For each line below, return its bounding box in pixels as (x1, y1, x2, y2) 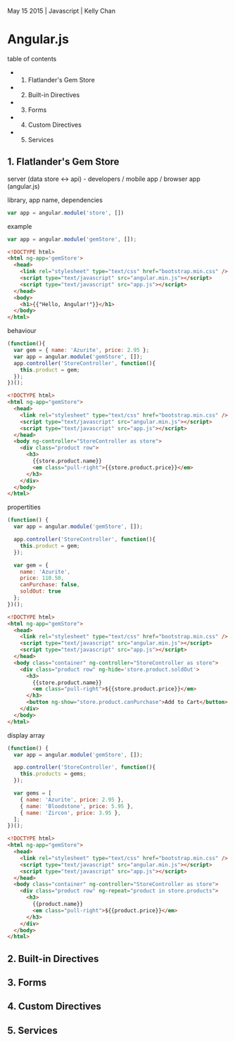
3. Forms (7, 977, 47, 989)
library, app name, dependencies (7, 196, 103, 204)
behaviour (7, 327, 37, 335)
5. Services (7, 1024, 58, 1036)
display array (7, 731, 45, 739)
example (7, 222, 32, 230)
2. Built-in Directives (7, 952, 99, 964)
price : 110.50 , (20, 574, 65, 582)
